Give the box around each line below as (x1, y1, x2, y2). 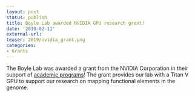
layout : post (6, 8, 39, 15)
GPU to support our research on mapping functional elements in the (6, 77, 176, 84)
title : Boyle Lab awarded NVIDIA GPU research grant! (6, 20, 145, 26)
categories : (6, 43, 36, 49)
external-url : (6, 31, 42, 37)
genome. (6, 84, 28, 91)
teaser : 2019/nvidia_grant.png (6, 37, 85, 43)
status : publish (6, 14, 47, 20)
